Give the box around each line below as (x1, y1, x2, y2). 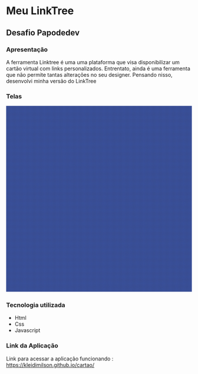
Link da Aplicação (6, 342, 58, 350)
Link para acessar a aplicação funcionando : (6, 355, 114, 362)
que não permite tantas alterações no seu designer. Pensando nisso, (6, 71, 173, 78)
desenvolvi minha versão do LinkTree (6, 77, 97, 84)
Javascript (14, 327, 41, 334)
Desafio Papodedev (6, 28, 80, 38)
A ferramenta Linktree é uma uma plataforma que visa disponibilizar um (6, 58, 180, 65)
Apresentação (6, 45, 48, 54)
